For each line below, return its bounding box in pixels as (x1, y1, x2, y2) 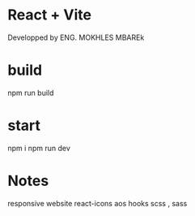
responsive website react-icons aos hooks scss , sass (7, 198, 188, 208)
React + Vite (7, 6, 92, 24)
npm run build (7, 88, 54, 97)
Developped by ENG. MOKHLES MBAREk (7, 32, 145, 42)
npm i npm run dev (7, 143, 70, 153)
